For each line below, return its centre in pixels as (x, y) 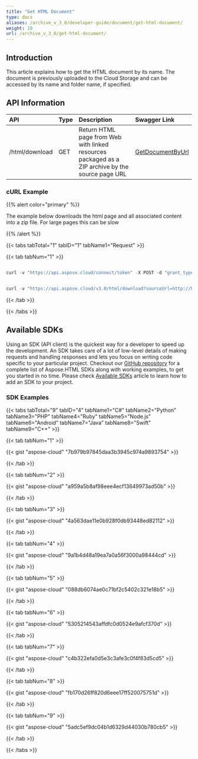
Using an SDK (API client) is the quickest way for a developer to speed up (95, 344)
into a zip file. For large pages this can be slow (62, 222)
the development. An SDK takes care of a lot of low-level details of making (96, 350)
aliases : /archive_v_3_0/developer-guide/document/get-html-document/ (95, 22)
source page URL (103, 174)
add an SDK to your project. (40, 382)
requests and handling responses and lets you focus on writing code (89, 357)
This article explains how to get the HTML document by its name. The (90, 72)
